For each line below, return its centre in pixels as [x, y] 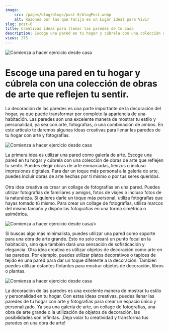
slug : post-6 [19, 24]
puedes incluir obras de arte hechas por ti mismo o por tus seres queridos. [82, 176]
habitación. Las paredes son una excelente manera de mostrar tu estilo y [80, 119]
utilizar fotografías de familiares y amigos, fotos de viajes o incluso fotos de [83, 192]
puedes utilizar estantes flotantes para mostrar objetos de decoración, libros [84, 265]
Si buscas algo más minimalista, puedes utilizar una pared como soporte [80, 233]
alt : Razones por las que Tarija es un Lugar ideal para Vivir [82, 19]
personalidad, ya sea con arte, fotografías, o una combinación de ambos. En [84, 124]
